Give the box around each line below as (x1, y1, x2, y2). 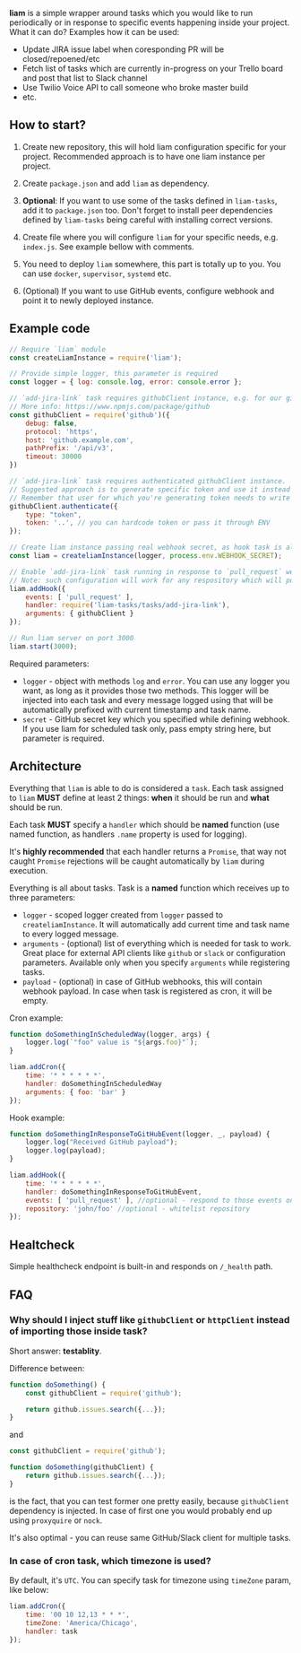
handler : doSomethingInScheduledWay (25, 1079, 163, 1088)
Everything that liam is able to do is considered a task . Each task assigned (9, 782, 284, 793)
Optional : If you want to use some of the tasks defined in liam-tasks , (21, 195, 278, 205)
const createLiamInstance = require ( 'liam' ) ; (9, 353, 182, 362)
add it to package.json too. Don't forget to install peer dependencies (21, 204, 273, 215)
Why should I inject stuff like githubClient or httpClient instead (9, 1314, 290, 1327)
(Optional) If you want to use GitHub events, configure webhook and (21, 285, 275, 296)
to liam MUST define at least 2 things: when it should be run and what (9, 792, 271, 803)
